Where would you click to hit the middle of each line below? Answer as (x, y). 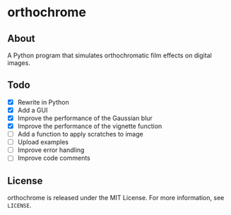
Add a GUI (32, 110)
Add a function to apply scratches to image (80, 134)
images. (19, 63)
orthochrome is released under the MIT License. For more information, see (116, 198)
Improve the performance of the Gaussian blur (85, 118)
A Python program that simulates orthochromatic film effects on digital (109, 55)
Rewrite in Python (43, 102)
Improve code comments (54, 158)
